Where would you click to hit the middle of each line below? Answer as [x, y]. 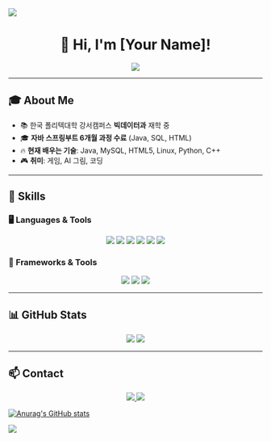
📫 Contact [36, 374]
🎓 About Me [41, 101]
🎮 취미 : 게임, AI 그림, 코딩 [61, 160]
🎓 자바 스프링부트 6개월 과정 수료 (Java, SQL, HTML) [106, 137]
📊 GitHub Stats [48, 315]
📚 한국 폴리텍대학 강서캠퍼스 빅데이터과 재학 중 [95, 125]
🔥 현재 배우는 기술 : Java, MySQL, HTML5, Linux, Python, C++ [120, 150]
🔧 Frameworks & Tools [53, 262]
